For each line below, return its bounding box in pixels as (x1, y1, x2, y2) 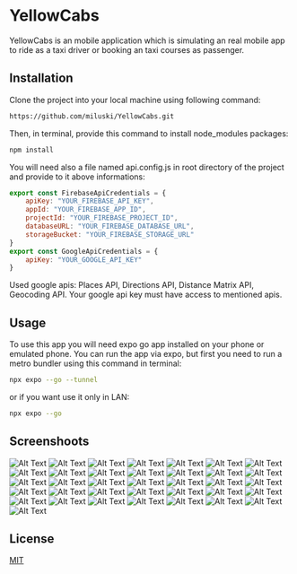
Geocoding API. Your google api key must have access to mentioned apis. (9, 289, 283, 300)
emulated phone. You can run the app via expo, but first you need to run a (9, 349, 283, 360)
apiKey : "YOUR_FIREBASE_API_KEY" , (25, 196, 154, 206)
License (9, 531, 55, 547)
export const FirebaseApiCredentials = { (9, 188, 167, 197)
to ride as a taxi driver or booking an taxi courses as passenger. (9, 44, 245, 55)
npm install (9, 145, 54, 154)
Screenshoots (9, 434, 90, 449)
